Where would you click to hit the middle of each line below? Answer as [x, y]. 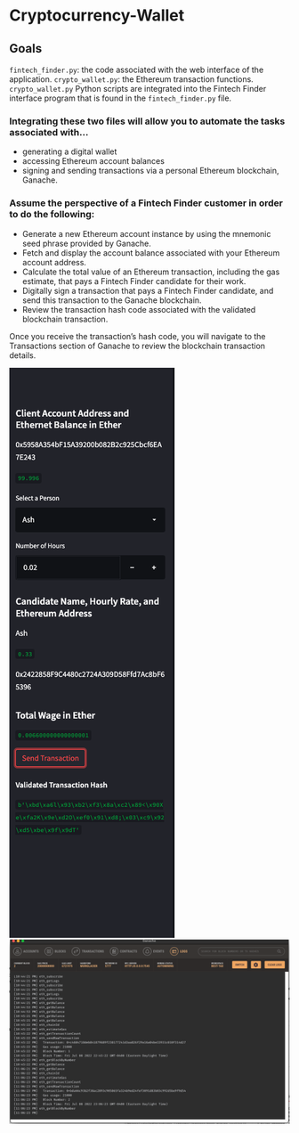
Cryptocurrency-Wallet [97, 16]
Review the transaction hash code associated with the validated [139, 309]
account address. [54, 262]
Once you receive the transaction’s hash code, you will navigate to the [137, 336]
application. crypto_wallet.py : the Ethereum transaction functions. [131, 79]
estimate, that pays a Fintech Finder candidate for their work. [134, 281]
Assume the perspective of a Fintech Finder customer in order [146, 203]
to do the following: [52, 215]
